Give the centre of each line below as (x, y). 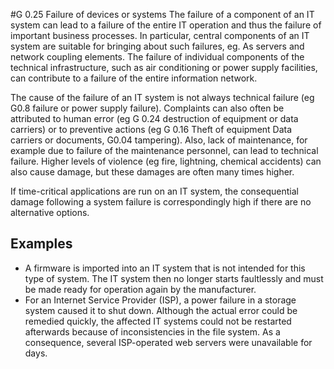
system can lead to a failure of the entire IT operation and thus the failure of (166, 25)
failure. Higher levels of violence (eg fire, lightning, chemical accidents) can (166, 161)
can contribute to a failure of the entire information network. (134, 78)
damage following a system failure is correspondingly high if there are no (161, 202)
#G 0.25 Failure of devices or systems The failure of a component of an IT (162, 14)
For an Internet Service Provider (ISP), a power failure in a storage (160, 300)
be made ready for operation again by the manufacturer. (140, 289)
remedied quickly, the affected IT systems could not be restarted (158, 321)
